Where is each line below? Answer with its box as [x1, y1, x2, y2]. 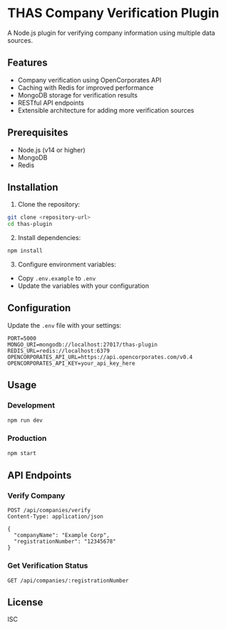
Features [7, 57, 48, 69]
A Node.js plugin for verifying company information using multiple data [7, 28, 215, 37]
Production [7, 433, 47, 443]
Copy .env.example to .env [17, 274, 96, 282]
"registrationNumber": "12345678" [14, 538, 116, 546]
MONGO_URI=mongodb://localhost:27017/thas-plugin [7, 341, 158, 348]
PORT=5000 [7, 335, 37, 342]
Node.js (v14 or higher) [17, 145, 86, 154]
